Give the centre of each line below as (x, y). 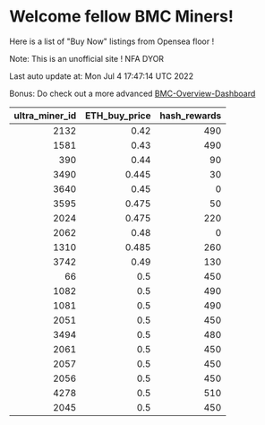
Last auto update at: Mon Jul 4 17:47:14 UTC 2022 (102, 76)
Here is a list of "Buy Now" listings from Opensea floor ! (112, 41)
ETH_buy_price (118, 116)
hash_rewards (191, 116)
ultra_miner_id (45, 116)
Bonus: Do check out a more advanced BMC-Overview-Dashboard (132, 93)
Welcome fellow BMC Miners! (122, 17)
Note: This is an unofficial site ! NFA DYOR (86, 58)
